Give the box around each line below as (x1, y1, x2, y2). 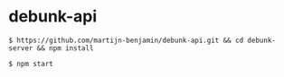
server (8, 43, 33, 53)
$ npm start (8, 59, 53, 68)
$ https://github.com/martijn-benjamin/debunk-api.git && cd (8, 36, 244, 45)
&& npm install (36, 43, 94, 53)
